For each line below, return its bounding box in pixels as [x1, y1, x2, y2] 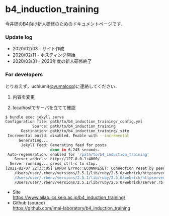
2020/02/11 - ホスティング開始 [12, 52, 75, 58]
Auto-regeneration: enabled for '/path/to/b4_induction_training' [7, 152, 150, 157]
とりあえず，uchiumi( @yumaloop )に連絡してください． [5, 83, 120, 89]
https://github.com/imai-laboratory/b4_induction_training [12, 205, 131, 211]
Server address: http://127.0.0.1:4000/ [14, 157, 100, 162]
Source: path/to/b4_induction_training [32, 124, 116, 129]
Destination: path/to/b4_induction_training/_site [21, 129, 129, 134]
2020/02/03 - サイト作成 [12, 46, 64, 52]
